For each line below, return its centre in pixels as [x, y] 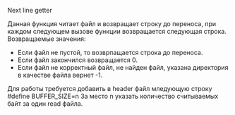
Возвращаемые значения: [47, 39]
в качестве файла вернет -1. [60, 75]
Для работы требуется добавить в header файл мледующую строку [110, 89]
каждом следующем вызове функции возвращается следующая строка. [117, 31]
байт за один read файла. [45, 104]
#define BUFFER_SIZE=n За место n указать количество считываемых [113, 96]
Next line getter [30, 10]
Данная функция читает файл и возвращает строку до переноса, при [112, 24]
